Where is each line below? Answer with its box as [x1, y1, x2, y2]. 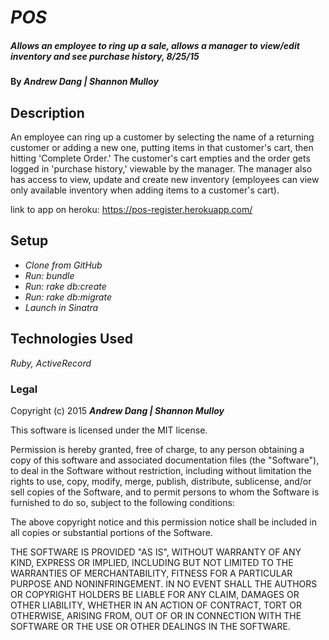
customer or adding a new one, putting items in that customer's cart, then [10, 141, 314, 153]
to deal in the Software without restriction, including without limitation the [10, 464, 312, 476]
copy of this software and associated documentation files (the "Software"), [10, 454, 320, 466]
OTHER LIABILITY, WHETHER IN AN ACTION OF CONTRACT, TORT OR [10, 599, 302, 611]
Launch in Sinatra [24, 301, 99, 313]
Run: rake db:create [24, 280, 107, 292]
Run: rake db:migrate [24, 291, 112, 303]
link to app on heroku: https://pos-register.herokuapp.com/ [10, 203, 253, 215]
